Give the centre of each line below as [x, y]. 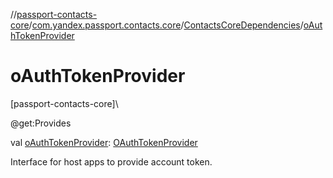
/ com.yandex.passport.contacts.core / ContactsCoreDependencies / [166, 25]
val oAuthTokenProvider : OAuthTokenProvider [104, 142]
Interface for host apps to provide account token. [111, 161]
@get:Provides [41, 123]
